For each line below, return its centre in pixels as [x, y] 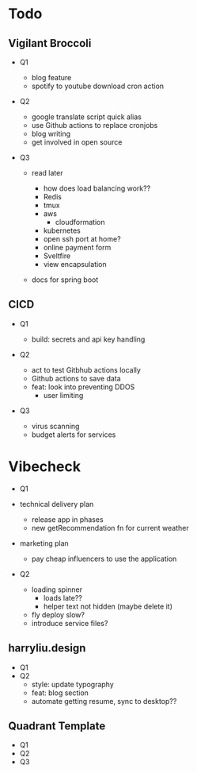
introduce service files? [70, 623]
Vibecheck [45, 466]
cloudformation [80, 222]
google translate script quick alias [87, 117]
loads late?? [63, 597]
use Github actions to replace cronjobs [95, 125]
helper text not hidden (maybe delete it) [108, 606]
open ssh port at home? [82, 239]
